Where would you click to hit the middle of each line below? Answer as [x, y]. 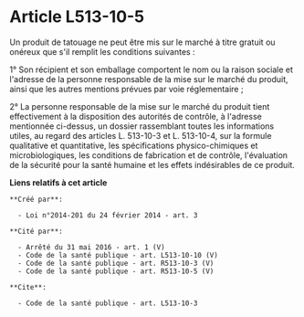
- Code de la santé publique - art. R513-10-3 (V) [116, 263]
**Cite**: [28, 287]
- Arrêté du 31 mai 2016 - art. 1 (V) [92, 247]
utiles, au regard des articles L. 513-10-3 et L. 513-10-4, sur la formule [141, 135]
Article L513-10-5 [77, 17]
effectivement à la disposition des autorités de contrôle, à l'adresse [136, 116]
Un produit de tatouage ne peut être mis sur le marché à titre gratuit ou [142, 42]
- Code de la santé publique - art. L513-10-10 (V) [118, 255]
